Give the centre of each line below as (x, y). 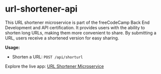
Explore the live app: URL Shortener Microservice (54, 66)
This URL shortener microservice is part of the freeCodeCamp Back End (77, 22)
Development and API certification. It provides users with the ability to (75, 27)
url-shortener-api (41, 9)
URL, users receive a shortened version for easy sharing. (62, 38)
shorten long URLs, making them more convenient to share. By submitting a (81, 33)
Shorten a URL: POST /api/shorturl (47, 56)
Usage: (13, 47)
